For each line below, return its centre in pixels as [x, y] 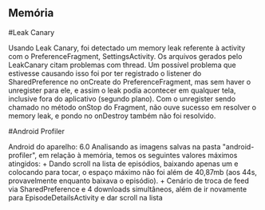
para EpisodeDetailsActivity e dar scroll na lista [86, 197]
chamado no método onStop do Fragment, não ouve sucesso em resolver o [132, 107]
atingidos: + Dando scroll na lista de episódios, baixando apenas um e [123, 164]
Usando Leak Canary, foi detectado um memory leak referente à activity [127, 48]
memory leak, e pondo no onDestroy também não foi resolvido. [112, 116]
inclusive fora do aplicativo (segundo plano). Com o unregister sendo [122, 98]
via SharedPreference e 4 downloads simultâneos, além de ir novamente [128, 189]
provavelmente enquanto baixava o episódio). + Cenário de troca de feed [129, 180]
